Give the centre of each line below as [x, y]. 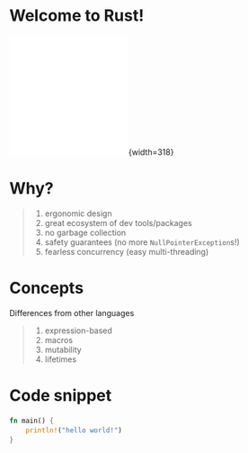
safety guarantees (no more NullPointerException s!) [142, 242]
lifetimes [61, 359]
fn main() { [31, 421]
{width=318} [151, 152]
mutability [63, 349]
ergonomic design [78, 213]
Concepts [46, 288]
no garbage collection [85, 232]
